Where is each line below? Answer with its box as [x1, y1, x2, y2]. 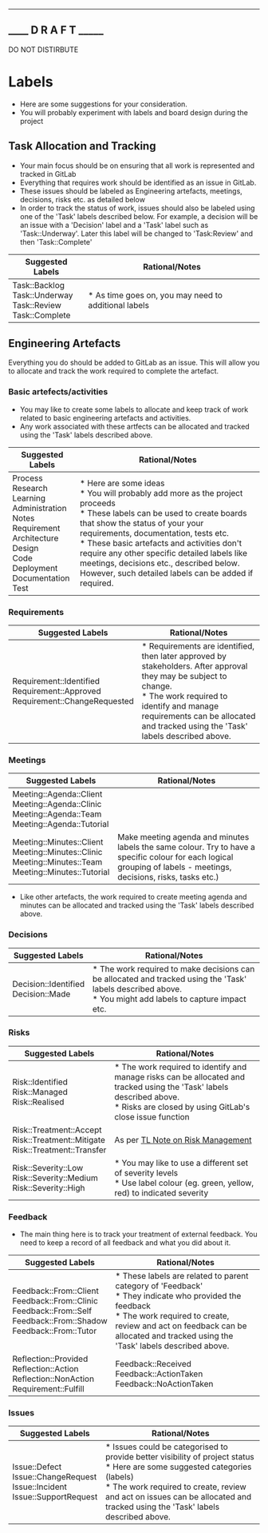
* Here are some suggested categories [104, 1461, 252, 1472]
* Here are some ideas [79, 477, 165, 489]
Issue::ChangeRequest [12, 1471, 97, 1483]
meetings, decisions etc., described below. [79, 557, 240, 569]
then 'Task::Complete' [19, 237, 93, 246]
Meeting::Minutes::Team [12, 856, 103, 868]
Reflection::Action [12, 1363, 79, 1375]
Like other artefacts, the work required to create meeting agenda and [19, 892, 247, 902]
